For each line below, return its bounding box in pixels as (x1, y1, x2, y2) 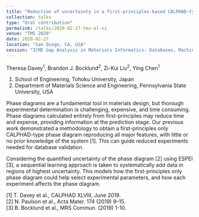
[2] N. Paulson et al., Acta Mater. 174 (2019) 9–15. (6, 198, 126, 205)
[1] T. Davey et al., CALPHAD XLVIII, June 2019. (6, 192, 121, 199)
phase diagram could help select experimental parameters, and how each (6, 174, 186, 181)
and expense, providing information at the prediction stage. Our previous (6, 119, 184, 126)
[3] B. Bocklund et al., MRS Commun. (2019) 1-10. (6, 205, 127, 212)
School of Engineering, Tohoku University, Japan (14, 76, 134, 83)
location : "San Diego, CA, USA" (6, 42, 86, 48)
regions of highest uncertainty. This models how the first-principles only (6, 168, 182, 175)
